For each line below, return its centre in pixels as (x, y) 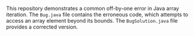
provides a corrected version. (42, 27)
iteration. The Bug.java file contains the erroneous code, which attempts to (97, 15)
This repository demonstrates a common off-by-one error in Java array (93, 8)
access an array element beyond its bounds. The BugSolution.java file (92, 21)
